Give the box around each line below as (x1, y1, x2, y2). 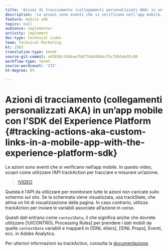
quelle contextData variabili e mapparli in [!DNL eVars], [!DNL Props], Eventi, (5, 225, 162, 231)
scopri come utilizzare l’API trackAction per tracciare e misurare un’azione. (5, 169, 159, 175)
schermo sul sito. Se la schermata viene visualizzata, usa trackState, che (5, 194, 156, 200)
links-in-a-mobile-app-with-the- (5, 137, 145, 148)
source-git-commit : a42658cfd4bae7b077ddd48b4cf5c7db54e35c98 (5, 54, 138, 59)
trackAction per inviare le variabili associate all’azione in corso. (5, 204, 135, 211)
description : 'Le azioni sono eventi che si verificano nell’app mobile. (5, 12, 163, 17)
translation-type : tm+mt (5, 49, 57, 54)
